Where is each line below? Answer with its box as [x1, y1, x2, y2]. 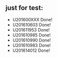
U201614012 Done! [12, 47, 50, 53]
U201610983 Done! [12, 42, 51, 48]
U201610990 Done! [12, 37, 51, 43]
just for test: [5, 4, 43, 12]
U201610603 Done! [12, 22, 51, 28]
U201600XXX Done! [12, 16, 53, 22]
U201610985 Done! [12, 32, 51, 38]
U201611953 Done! [12, 27, 50, 33]
